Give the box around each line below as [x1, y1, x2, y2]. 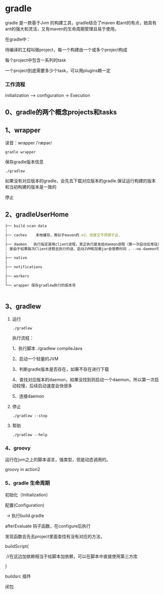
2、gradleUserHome [5, 210, 69, 219]
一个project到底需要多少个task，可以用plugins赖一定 [5, 67, 111, 74]
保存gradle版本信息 [5, 159, 44, 165]
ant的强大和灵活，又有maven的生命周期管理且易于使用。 [5, 25, 119, 32]
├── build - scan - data [5, 223, 47, 228]
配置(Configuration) [5, 502, 45, 508]
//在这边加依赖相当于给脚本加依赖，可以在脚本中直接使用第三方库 [6, 553, 138, 559]
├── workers [5, 273, 29, 278]
